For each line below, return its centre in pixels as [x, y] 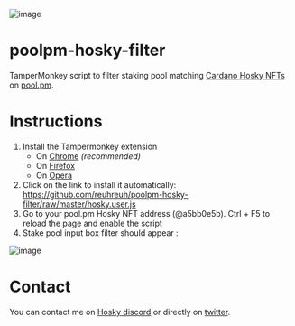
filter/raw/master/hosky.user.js [79, 204]
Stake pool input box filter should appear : [100, 233]
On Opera [54, 175]
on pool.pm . [32, 85]
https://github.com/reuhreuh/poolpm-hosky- [105, 194]
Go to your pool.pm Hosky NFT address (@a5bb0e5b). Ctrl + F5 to [146, 213]
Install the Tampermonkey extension [90, 146]
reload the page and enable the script [92, 223]
